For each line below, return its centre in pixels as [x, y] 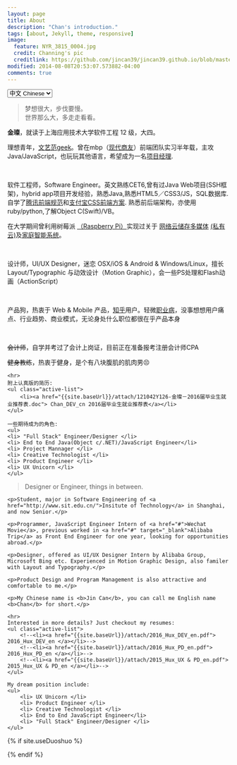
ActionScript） [41, 281]
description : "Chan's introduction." [63, 27]
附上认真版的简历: [30, 383]
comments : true [30, 73]
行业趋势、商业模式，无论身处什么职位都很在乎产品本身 [100, 319]
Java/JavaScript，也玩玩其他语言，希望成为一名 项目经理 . [90, 156]
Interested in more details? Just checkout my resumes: [91, 623]
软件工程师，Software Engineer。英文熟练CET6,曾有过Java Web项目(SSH [114, 185]
